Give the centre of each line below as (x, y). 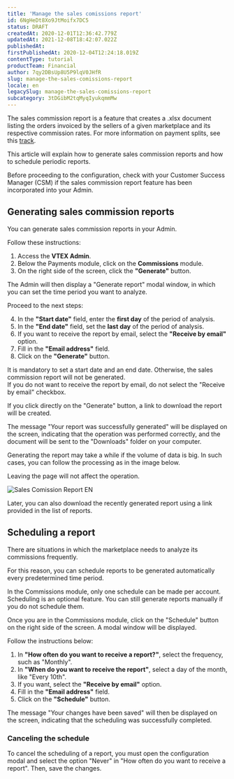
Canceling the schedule (48, 738)
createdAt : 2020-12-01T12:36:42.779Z (62, 33)
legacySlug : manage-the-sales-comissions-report (79, 92)
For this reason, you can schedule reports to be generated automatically (111, 570)
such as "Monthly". (45, 661)
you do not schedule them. (46, 606)
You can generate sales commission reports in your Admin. (92, 229)
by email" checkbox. (37, 392)
